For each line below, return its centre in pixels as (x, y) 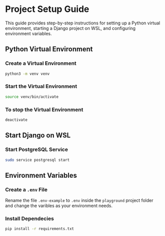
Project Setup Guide (47, 9)
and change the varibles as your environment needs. (59, 206)
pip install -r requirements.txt (40, 229)
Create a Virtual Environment (41, 63)
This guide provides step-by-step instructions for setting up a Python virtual (82, 23)
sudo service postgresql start (37, 160)
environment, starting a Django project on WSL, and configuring (70, 28)
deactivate (16, 120)
